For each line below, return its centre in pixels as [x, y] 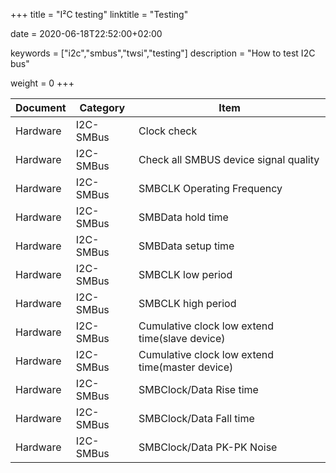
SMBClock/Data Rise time [198, 389]
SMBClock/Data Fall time [196, 418]
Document [41, 107]
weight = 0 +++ [42, 83]
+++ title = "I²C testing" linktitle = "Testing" [99, 14]
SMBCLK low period [185, 274]
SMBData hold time [183, 217]
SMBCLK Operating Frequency [210, 188]
